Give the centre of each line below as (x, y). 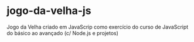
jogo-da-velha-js (49, 11)
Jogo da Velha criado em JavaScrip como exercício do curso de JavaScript (98, 27)
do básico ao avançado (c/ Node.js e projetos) (63, 33)
